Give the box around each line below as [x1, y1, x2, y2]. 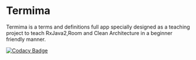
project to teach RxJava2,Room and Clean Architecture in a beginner [6, 29, 172, 36]
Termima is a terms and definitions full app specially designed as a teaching [6, 23, 190, 30]
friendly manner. [6, 36, 46, 43]
